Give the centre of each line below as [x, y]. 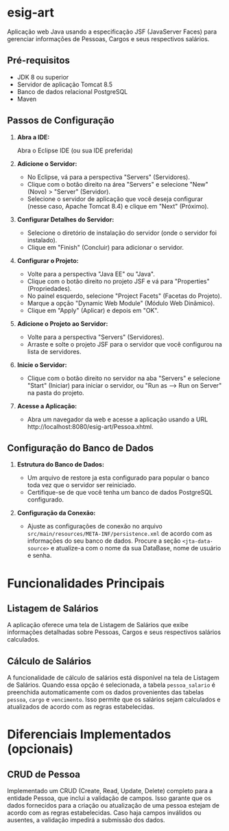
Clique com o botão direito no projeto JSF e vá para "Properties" [119, 281]
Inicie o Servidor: [42, 364]
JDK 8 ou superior [43, 77]
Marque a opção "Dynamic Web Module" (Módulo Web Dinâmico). [121, 303]
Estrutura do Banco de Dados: [61, 465]
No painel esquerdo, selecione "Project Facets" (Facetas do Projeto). [124, 296]
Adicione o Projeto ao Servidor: [62, 323]
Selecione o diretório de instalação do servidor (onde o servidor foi [122, 233]
